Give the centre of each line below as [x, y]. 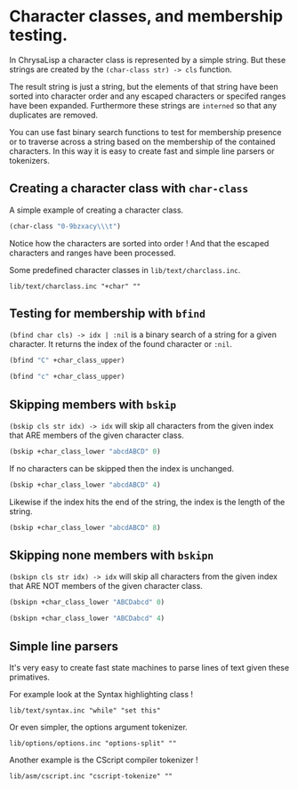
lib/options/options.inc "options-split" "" [93, 744]
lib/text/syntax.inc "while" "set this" [85, 711]
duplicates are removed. [54, 115]
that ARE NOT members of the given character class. [106, 586]
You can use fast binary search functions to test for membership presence [145, 132]
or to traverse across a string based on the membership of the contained [142, 141]
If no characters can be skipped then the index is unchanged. [121, 468]
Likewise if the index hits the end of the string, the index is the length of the [147, 502]
